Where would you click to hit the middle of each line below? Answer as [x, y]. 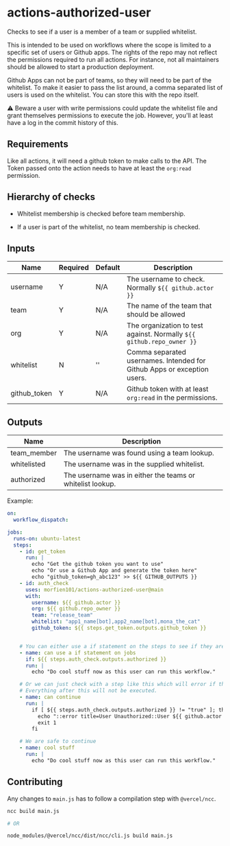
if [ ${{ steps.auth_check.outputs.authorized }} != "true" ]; [124, 710]
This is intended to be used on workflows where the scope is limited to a [109, 45]
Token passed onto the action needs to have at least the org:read [99, 168]
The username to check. [166, 279]
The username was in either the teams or [129, 475]
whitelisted [28, 464]
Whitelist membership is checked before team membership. [101, 214]
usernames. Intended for [166, 361]
